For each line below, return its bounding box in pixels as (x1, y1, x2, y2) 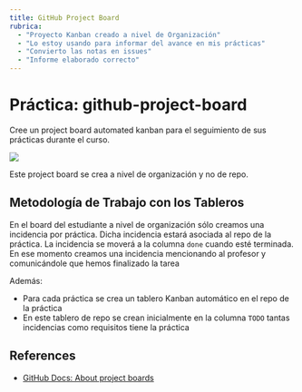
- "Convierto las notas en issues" (17, 47, 152, 56)
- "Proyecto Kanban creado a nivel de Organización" (17, 30, 221, 39)
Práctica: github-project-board (9, 94, 248, 115)
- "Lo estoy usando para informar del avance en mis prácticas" (17, 38, 266, 48)
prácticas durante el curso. (9, 133, 111, 145)
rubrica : (9, 22, 43, 31)
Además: (9, 275, 43, 286)
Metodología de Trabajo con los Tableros (9, 195, 245, 211)
